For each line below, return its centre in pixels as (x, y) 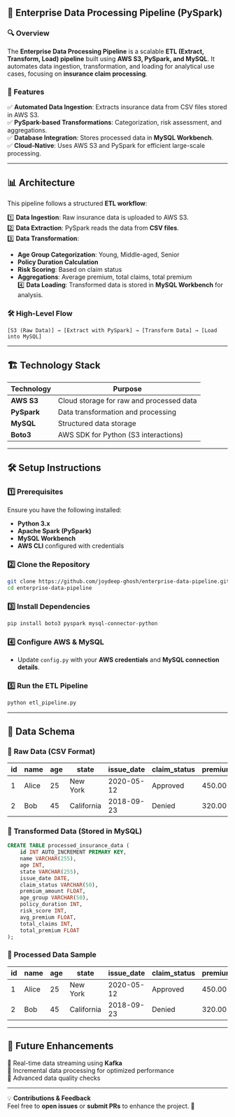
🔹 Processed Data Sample (52, 955)
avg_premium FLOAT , (48, 917)
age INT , (33, 865)
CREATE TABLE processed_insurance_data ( (69, 846)
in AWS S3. (23, 115)
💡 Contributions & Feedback (49, 1098)
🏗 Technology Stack (54, 365)
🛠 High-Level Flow (40, 313)
